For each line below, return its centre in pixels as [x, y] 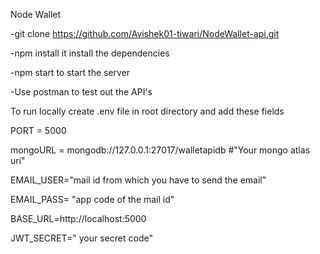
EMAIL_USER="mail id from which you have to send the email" [138, 180]
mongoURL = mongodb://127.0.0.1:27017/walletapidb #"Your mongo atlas [160, 150]
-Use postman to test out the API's [81, 92]
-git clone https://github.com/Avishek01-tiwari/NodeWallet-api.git [145, 33]
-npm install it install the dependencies [90, 53]
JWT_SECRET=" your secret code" [81, 238]
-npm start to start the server [70, 72]
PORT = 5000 [38, 130]
